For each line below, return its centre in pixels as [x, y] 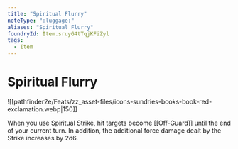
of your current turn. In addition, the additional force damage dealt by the [114, 130]
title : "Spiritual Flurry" [47, 14]
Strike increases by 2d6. [43, 138]
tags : [15, 40]
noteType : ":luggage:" [41, 21]
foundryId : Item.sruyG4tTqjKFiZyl [59, 34]
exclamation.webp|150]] [43, 109]
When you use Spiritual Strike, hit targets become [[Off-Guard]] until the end [119, 123]
